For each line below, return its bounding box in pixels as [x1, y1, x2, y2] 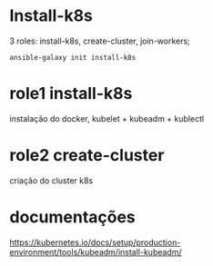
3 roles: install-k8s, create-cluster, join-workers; [9, 35, 191, 46]
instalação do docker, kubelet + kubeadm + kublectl [9, 113, 205, 123]
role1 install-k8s [9, 84, 133, 104]
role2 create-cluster [9, 145, 165, 166]
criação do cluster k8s [9, 174, 94, 186]
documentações [9, 207, 137, 227]
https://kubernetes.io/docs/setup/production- [9, 237, 181, 248]
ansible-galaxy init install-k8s [9, 53, 137, 62]
